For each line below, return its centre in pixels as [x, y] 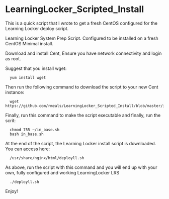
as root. [13, 58]
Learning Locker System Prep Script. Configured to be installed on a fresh [82, 38]
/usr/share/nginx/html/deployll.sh [47, 158]
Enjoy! [12, 191]
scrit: [11, 120]
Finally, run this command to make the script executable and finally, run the [83, 115]
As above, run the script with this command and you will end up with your [81, 167]
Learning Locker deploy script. [37, 28]
